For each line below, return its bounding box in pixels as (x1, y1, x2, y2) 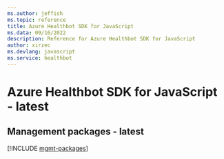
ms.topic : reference (7, 16, 67, 23)
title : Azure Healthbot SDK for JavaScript (7, 23, 134, 29)
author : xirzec (7, 42, 51, 49)
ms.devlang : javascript (7, 49, 76, 56)
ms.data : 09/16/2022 (7, 29, 67, 36)
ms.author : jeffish (7, 10, 63, 17)
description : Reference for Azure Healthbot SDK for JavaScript (7, 36, 196, 42)
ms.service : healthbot (7, 55, 72, 62)
